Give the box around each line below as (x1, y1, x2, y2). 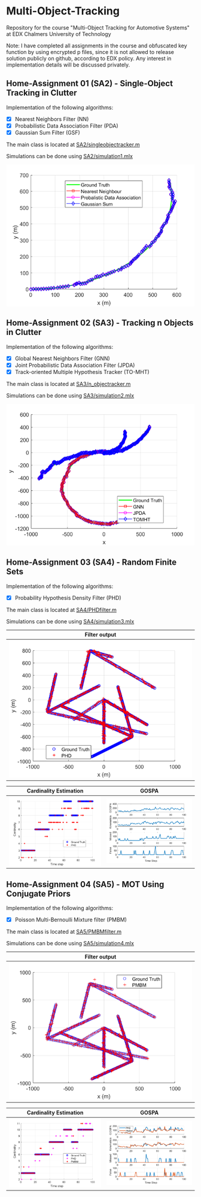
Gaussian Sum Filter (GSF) (14, 129, 81, 136)
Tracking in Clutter (6, 88, 77, 98)
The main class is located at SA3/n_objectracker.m (6, 380, 131, 387)
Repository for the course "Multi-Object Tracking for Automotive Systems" (6, 24, 190, 31)
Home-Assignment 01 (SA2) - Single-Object (6, 79, 173, 89)
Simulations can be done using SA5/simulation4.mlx (6, 940, 135, 947)
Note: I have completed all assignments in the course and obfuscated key (6, 42, 187, 49)
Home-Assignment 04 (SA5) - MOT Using (6, 879, 165, 890)
